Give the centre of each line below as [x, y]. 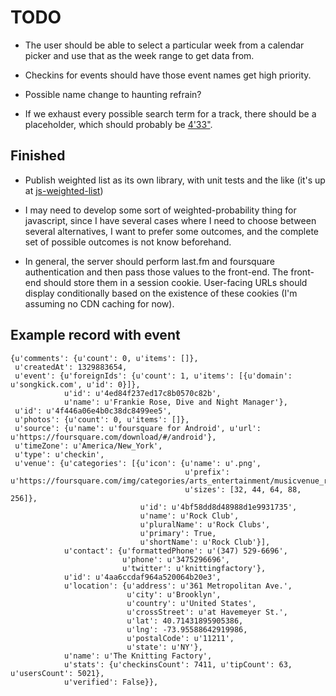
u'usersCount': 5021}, [57, 673]
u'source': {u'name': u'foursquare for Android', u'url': [138, 428]
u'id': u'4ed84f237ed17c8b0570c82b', [142, 393]
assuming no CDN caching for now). [99, 303]
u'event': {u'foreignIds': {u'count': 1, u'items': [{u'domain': [153, 376]
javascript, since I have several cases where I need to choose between [170, 220]
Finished [38, 156]
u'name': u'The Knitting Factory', [138, 656]
